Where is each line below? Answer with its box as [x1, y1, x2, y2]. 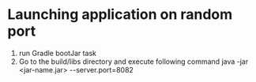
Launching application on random [7, 6, 233, 24]
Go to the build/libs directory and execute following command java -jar [18, 57, 249, 66]
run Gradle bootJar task [18, 48, 96, 58]
